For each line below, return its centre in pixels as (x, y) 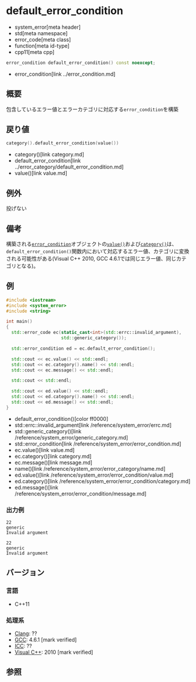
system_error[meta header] (47, 27)
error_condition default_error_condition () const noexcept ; (81, 63)
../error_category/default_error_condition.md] (69, 167)
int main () (19, 322)
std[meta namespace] (41, 33)
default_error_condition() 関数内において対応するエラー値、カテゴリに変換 (98, 251)
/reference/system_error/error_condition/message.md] (80, 494)
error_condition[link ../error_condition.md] (65, 74)
